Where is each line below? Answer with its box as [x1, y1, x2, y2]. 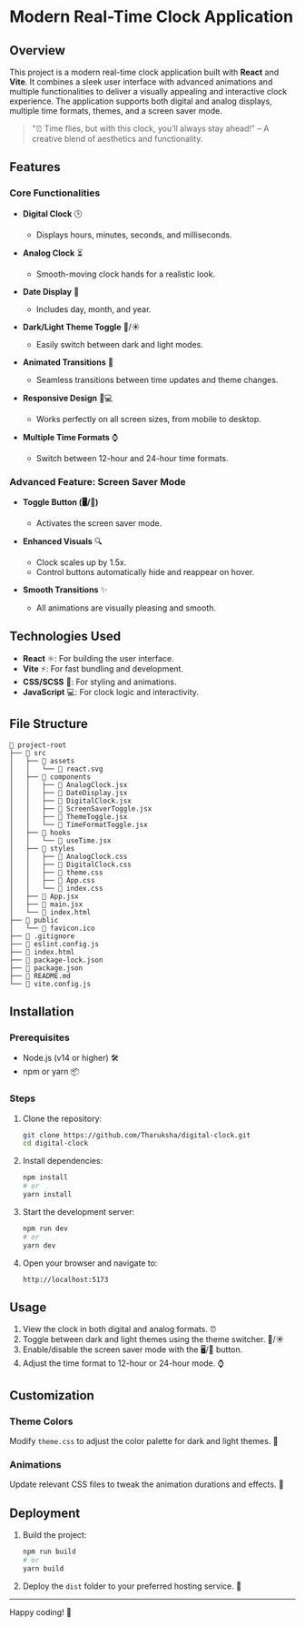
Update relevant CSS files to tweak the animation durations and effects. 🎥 [9, 1479, 284, 1490]
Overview [9, 43, 66, 58]
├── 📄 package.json [9, 963, 84, 973]
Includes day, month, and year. [35, 303, 152, 315]
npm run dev [22, 1224, 68, 1233]
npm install [22, 1173, 68, 1182]
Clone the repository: [22, 1113, 103, 1124]
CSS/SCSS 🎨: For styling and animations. [22, 676, 177, 687]
